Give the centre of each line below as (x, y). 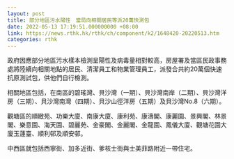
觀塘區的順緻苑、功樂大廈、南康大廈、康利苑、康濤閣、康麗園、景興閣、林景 (117, 116)
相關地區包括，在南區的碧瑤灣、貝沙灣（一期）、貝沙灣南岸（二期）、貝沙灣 (114, 93)
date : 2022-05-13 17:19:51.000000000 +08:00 (73, 26)
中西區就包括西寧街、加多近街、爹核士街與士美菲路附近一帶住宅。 (102, 149)
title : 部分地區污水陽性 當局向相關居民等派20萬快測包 (78, 20)
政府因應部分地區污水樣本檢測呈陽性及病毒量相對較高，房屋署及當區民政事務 (117, 61)
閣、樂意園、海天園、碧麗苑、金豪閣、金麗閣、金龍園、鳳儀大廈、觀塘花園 (114, 125)
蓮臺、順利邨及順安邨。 (53, 134)
